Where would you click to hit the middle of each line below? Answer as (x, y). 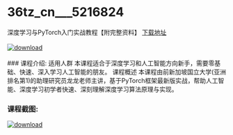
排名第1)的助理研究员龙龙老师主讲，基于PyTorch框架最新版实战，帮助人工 (113, 80)
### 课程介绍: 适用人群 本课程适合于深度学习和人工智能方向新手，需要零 (111, 63)
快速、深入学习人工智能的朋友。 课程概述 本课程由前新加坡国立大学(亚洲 (122, 72)
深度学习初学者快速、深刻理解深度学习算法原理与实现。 (98, 89)
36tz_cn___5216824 (66, 12)
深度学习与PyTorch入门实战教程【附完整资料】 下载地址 (87, 32)
